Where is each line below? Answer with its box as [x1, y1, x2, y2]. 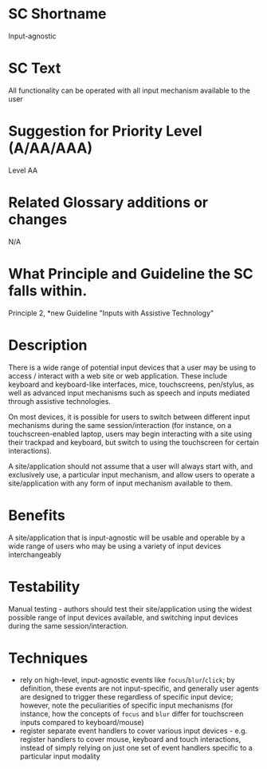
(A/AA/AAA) [8, 139, 93, 157]
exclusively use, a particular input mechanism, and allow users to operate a [8, 470, 255, 479]
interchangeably [8, 549, 62, 559]
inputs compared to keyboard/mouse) [19, 718, 145, 727]
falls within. [8, 281, 88, 299]
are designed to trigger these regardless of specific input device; [19, 692, 234, 702]
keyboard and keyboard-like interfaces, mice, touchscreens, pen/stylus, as [8, 379, 254, 389]
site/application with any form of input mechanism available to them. [8, 478, 233, 488]
